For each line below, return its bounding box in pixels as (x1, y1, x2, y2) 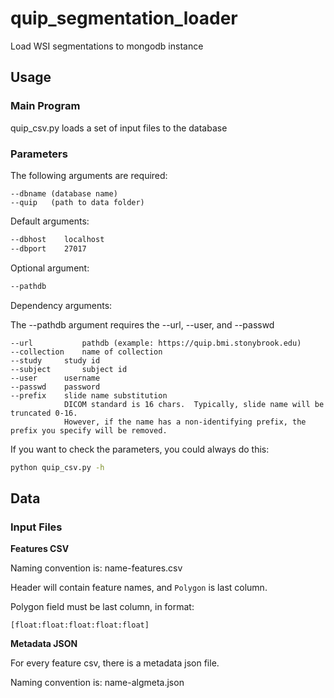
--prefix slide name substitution (10, 390, 168, 401)
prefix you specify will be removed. (10, 425, 168, 436)
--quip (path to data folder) (10, 197, 145, 207)
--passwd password (10, 382, 101, 392)
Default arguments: (10, 215, 90, 227)
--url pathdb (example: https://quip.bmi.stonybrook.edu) (10, 338, 302, 348)
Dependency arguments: (10, 299, 113, 311)
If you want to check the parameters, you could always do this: (10, 443, 270, 455)
